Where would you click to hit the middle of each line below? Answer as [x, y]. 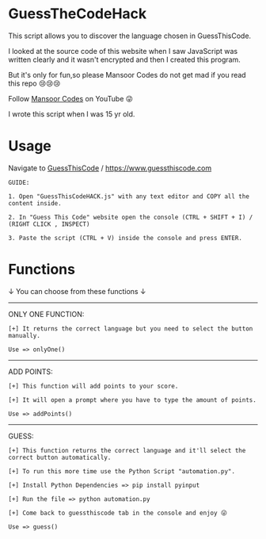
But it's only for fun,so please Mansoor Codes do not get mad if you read [127, 75]
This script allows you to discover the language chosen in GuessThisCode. [130, 36]
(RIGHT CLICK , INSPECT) [49, 224]
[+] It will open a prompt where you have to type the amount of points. [133, 400]
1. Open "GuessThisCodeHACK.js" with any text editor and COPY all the [129, 196]
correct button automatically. [60, 457]
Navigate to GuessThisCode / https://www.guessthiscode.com [110, 168]
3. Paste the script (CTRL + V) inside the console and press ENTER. [125, 238]
